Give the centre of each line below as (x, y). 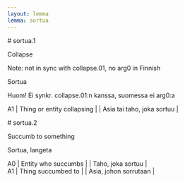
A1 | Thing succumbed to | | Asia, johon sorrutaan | (81, 171)
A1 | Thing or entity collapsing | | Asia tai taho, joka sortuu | (93, 109)
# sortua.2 (22, 122)
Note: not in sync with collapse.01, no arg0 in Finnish (84, 68)
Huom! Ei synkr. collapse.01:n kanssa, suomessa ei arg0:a (91, 95)
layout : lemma (28, 14)
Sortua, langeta (30, 150)
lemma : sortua (28, 20)
